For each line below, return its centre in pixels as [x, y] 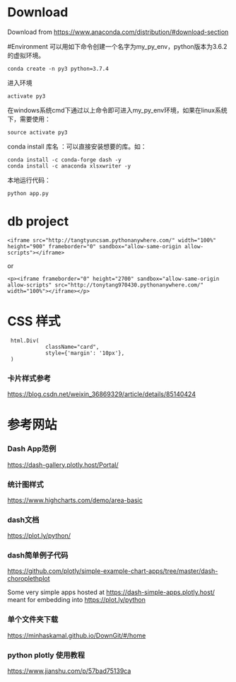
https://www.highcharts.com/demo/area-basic [75, 500]
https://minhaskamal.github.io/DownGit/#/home [77, 635]
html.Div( [25, 340]
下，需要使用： [29, 119]
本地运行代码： [29, 180]
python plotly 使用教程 [46, 655]
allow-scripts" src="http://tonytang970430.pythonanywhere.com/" [105, 285]
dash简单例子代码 [38, 555]
